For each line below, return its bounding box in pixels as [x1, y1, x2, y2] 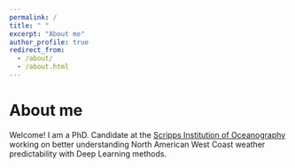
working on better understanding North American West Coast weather [9, 139, 266, 149]
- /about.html [17, 63, 69, 72]
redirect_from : [9, 46, 66, 55]
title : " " [9, 21, 50, 30]
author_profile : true [9, 37, 89, 47]
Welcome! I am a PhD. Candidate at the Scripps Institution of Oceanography [9, 129, 286, 140]
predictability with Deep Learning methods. [9, 148, 167, 159]
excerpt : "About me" [9, 29, 86, 38]
